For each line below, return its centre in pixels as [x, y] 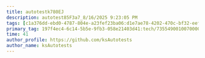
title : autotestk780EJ [35, 12]
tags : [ [16, 23]
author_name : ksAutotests [39, 46]
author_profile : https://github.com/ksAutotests [69, 40]
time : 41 [17, 34]
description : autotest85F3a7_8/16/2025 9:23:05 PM [72, 18]
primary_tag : [23, 29]
